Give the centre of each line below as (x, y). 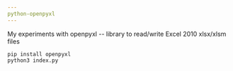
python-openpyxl (31, 14)
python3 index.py (33, 60)
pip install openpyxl (39, 54)
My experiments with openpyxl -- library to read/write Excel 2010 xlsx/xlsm (117, 34)
